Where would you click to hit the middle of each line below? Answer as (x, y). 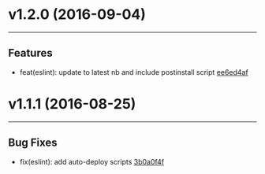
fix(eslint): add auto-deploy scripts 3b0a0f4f (92, 161)
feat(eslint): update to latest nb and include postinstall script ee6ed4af (134, 72)
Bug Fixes (33, 143)
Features (30, 53)
